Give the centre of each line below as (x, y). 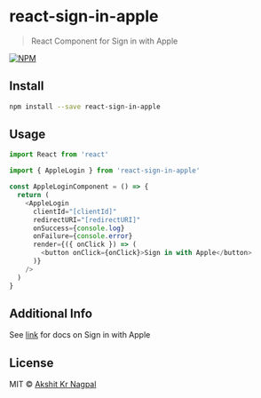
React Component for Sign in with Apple (104, 41)
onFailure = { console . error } (83, 236)
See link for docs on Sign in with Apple (80, 335)
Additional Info (51, 313)
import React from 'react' (59, 155)
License (32, 363)
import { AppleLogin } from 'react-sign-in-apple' (105, 171)
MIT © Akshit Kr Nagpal (53, 385)
